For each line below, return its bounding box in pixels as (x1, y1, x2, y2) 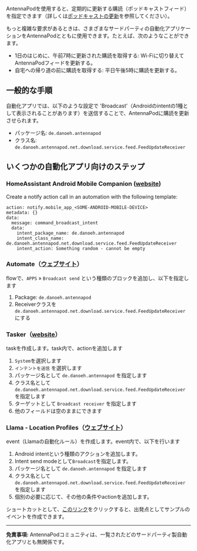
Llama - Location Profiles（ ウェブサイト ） (6, 424, 127, 432)
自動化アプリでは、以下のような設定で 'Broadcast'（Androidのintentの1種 (6, 102, 184, 109)
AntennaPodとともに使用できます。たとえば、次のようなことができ (26, 32, 189, 39)
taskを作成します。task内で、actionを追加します (6, 345, 123, 352)
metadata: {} (6, 209, 38, 215)
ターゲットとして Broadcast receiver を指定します (14, 400, 137, 407)
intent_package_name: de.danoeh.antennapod (16, 230, 125, 236)
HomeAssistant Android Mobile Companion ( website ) (6, 180, 161, 188)
